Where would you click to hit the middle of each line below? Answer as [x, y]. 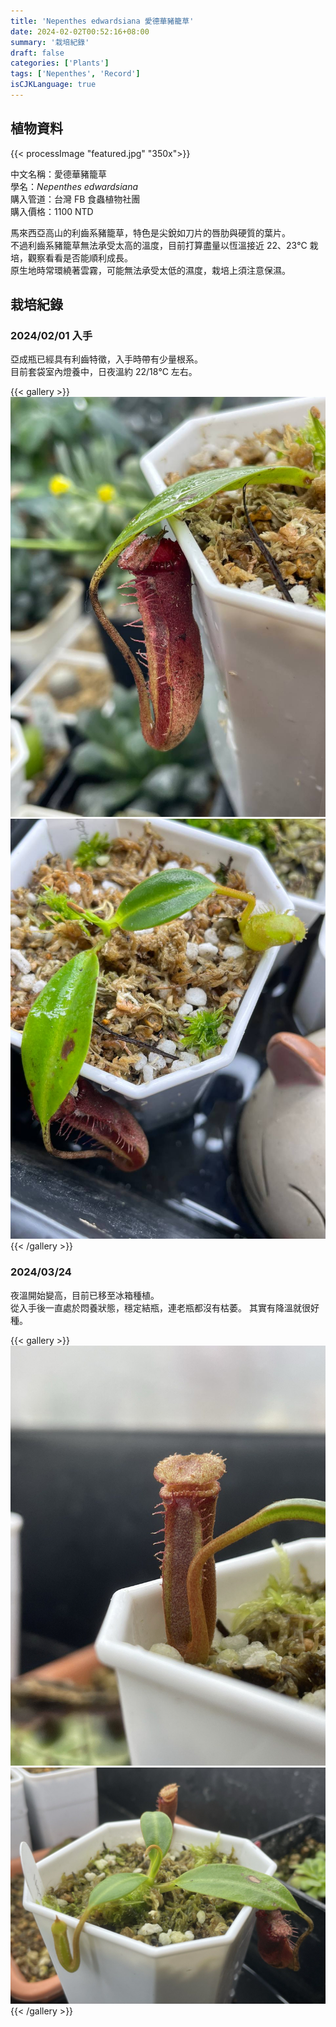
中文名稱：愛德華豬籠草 [58, 174]
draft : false [37, 53]
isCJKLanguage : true [53, 85]
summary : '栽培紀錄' [50, 42]
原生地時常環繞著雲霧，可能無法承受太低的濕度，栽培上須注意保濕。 [150, 270]
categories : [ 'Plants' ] [60, 63]
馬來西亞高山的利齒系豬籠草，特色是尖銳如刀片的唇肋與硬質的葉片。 [150, 232]
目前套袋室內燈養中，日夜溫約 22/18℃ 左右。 [104, 372]
